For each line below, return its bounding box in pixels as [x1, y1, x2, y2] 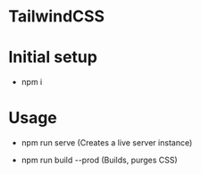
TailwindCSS [8, 6, 105, 27]
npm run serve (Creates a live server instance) [21, 137, 193, 148]
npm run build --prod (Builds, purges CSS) [21, 154, 178, 166]
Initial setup [8, 47, 97, 68]
